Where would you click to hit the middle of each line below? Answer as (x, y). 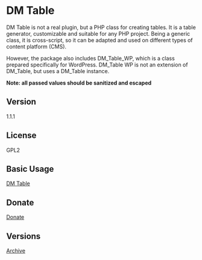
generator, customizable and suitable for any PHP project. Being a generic (98, 33)
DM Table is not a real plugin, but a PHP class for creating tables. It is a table (101, 27)
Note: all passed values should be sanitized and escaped (79, 83)
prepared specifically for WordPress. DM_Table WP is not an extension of (97, 65)
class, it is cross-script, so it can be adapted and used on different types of (99, 40)
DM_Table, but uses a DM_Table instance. (58, 71)
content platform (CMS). (36, 47)
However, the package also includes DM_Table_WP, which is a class (90, 58)
